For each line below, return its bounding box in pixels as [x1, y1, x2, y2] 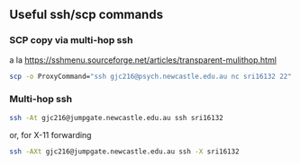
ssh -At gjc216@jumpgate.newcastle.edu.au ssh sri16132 [9, 113, 223, 122]
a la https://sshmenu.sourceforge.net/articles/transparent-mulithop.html [9, 54, 277, 65]
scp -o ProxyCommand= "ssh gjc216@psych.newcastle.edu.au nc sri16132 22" [9, 72, 293, 81]
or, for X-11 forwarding [9, 129, 92, 140]
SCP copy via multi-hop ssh [9, 34, 133, 47]
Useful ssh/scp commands [9, 7, 164, 22]
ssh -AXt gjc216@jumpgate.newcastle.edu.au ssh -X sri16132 [9, 147, 241, 156]
